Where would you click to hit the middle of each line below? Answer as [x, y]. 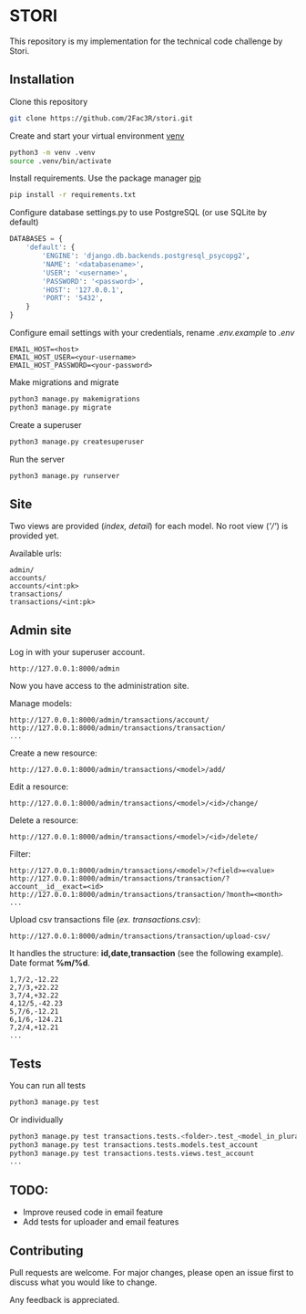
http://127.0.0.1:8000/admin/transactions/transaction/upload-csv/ [140, 936]
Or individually [36, 1120]
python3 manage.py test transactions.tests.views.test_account [132, 1153]
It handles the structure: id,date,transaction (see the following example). [147, 954]
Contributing [46, 1251]
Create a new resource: [53, 753]
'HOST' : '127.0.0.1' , [83, 290]
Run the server [37, 459]
